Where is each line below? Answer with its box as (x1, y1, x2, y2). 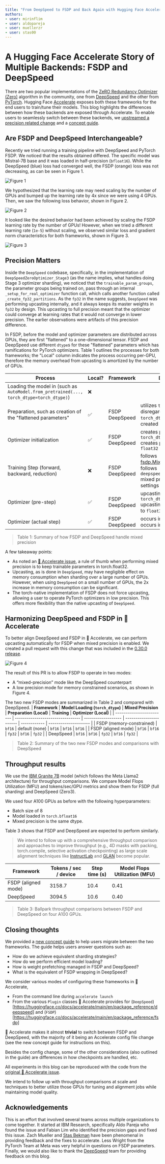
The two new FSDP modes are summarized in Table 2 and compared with (5, 699, 154, 705)
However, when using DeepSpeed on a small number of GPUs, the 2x (12, 579, 149, 585)
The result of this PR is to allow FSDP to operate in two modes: (5, 670, 132, 676)
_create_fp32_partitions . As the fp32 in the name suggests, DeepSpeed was (5, 296, 158, 301)
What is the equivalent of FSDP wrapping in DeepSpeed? (12, 969, 128, 975)
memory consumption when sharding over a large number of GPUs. (12, 574, 149, 580)
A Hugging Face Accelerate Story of (5, 51, 155, 63)
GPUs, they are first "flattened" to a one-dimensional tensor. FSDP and (5, 336, 148, 342)
